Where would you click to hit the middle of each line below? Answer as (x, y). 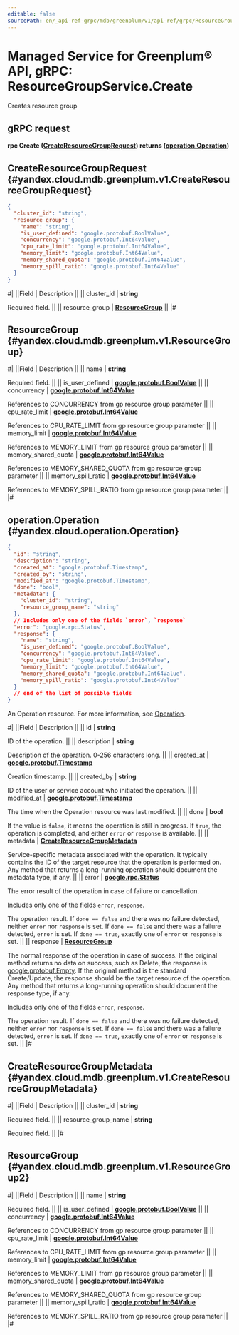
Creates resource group (42, 106)
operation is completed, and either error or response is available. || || (108, 833)
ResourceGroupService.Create (100, 86)
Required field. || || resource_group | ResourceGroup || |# (92, 307)
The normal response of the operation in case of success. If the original (112, 955)
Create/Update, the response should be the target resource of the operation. (119, 978)
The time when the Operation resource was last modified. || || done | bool (115, 812)
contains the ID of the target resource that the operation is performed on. (115, 862)
